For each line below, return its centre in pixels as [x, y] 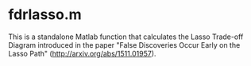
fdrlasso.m [45, 15]
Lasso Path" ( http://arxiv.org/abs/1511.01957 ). [82, 53]
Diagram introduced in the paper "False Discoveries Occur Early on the [124, 45]
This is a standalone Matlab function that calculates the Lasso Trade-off [126, 37]
